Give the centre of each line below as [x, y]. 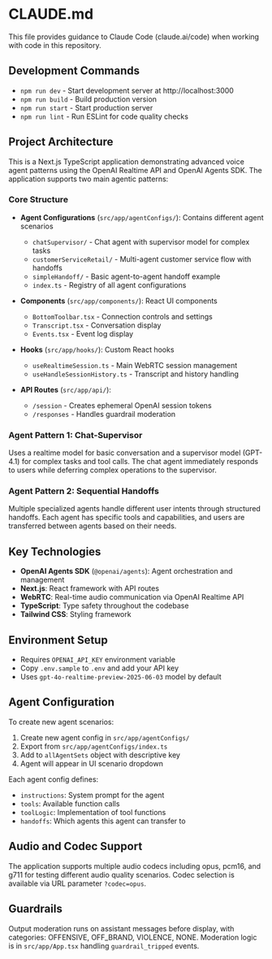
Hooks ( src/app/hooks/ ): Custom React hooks [97, 349]
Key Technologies [55, 551]
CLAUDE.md [51, 14]
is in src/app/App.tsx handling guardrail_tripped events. [104, 946]
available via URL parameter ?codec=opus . [78, 883]
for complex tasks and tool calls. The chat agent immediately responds [140, 462]
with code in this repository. [55, 45]
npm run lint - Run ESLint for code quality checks [104, 116]
